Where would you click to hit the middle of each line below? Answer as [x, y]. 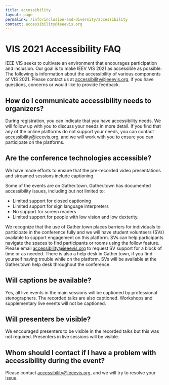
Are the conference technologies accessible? [78, 158]
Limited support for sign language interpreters [60, 206]
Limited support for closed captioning [52, 201]
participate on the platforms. [35, 142]
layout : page [19, 15]
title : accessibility [28, 10]
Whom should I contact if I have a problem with [81, 353]
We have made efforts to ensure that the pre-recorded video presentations [83, 170]
